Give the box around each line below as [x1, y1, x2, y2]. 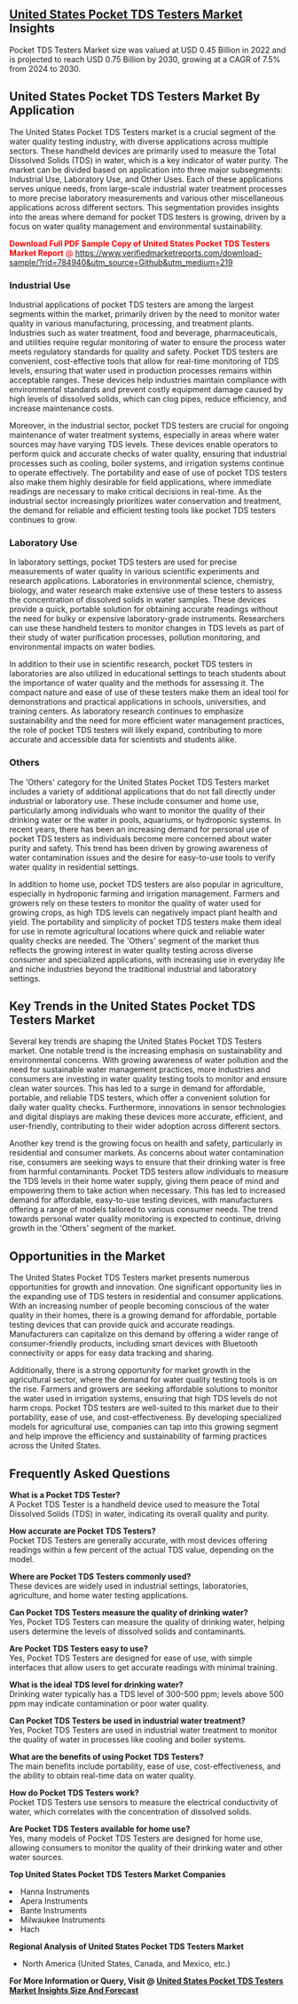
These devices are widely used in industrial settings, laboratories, [9, 1580, 249, 1591]
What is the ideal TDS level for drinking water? [9, 1679, 184, 1690]
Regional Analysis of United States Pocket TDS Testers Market [9, 1941, 244, 1952]
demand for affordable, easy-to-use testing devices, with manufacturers [9, 1195, 273, 1205]
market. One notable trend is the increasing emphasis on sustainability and [9, 1045, 282, 1056]
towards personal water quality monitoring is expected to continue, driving [9, 1213, 281, 1224]
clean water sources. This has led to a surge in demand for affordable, [9, 1083, 266, 1094]
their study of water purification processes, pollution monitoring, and [9, 632, 261, 643]
